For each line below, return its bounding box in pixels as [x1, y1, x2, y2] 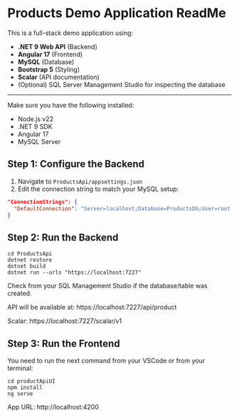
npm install [7, 384, 43, 391]
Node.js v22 [17, 114, 54, 123]
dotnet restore [7, 257, 53, 264]
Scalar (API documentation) [17, 73, 100, 81]
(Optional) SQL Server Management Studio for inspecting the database [17, 80, 225, 88]
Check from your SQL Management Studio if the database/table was [7, 282, 208, 290]
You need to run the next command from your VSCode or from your [7, 357, 205, 365]
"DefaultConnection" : [14, 205, 78, 212]
